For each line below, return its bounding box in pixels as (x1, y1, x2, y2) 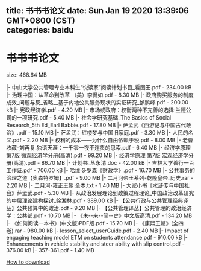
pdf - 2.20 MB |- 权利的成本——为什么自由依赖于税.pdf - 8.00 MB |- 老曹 (13, 136, 194, 144)
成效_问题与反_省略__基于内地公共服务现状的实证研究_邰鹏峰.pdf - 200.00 (6, 99, 188, 106)
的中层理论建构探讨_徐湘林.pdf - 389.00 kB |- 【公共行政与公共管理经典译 (6, 197, 188, 204)
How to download (6, 258, 50, 266)
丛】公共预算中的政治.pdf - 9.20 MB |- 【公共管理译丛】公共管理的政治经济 (6, 205, 193, 212)
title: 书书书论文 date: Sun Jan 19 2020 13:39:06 (6, 5, 190, 16)
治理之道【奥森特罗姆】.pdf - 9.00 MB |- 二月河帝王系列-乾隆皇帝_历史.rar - (6, 174, 194, 182)
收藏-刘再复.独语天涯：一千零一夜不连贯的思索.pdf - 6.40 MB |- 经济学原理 (6, 144, 191, 151)
